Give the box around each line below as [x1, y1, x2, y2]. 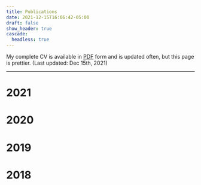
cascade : [6, 31, 28, 37]
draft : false [6, 20, 39, 26]
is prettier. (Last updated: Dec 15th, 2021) [6, 59, 108, 66]
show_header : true [6, 25, 52, 32]
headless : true [11, 37, 50, 43]
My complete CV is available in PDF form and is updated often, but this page [6, 53, 194, 60]
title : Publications [6, 8, 58, 15]
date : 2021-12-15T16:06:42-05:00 [6, 14, 90, 20]
